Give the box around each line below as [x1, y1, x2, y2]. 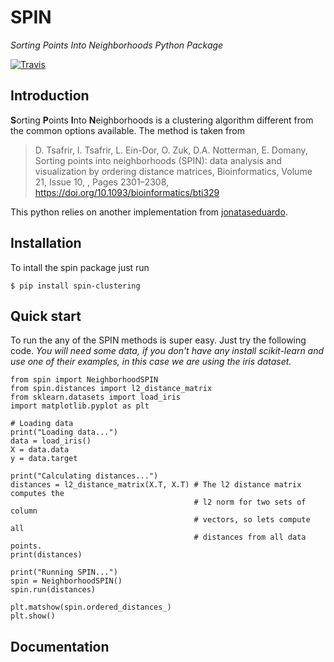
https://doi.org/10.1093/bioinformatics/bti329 [34, 186, 220, 198]
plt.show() [10, 611, 56, 621]
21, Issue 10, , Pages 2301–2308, [34, 176, 170, 188]
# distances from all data [193, 532, 307, 543]
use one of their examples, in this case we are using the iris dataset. [10, 356, 292, 368]
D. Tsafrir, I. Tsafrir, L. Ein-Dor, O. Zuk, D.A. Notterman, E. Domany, [34, 144, 308, 156]
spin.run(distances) [10, 585, 97, 595]
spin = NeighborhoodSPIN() [10, 576, 123, 586]
